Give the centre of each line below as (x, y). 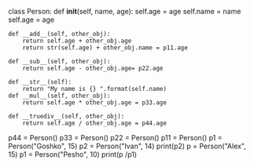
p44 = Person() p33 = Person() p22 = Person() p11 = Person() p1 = (115, 138)
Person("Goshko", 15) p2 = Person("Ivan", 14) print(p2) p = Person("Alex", (127, 146)
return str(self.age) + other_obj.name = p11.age (105, 48)
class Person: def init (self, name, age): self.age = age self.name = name (125, 11)
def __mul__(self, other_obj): (59, 96)
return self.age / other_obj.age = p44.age (95, 123)
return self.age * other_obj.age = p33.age (95, 103)
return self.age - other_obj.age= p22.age (93, 68)
